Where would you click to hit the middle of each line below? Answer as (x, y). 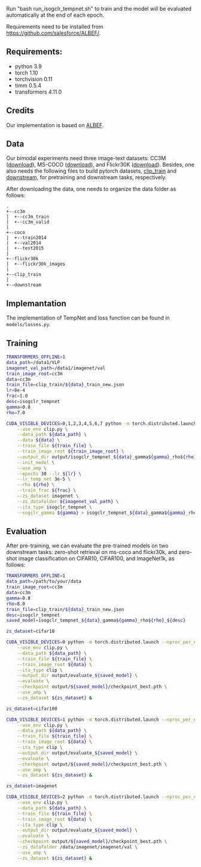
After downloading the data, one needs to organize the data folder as (91, 189)
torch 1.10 (26, 73)
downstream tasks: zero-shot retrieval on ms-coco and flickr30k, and (92, 552)
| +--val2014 (24, 243)
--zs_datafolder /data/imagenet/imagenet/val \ (77, 847)
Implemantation (36, 303)
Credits (20, 111)
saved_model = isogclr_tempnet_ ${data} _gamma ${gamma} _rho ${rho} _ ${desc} (96, 621)
